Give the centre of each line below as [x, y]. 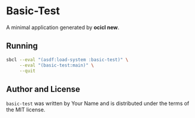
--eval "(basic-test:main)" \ [57, 65]
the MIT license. [26, 110]
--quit [27, 71]
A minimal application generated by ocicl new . [63, 27]
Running [22, 46]
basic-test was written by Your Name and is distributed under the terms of [98, 103]
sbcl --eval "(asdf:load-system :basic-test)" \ [67, 60]
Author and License [43, 89]
